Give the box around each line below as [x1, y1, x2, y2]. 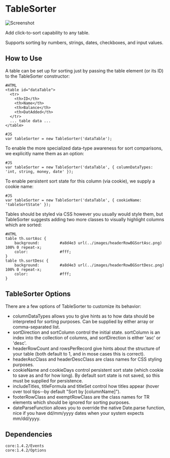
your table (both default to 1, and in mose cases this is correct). [12, 350, 145, 357]
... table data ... [10, 118, 51, 123]
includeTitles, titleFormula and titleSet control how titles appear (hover [12, 383, 159, 389]
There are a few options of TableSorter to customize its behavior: [5, 303, 141, 309]
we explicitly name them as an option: [5, 150, 84, 156]
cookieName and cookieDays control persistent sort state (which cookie [12, 367, 164, 373]
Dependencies [5, 430, 52, 439]
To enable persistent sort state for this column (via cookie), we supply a [5, 178, 155, 184]
